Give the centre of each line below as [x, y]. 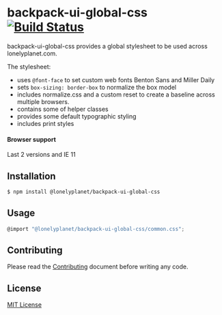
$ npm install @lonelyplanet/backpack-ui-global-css [84, 192]
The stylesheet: [29, 66]
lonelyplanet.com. [32, 53]
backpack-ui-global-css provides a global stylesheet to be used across [108, 46]
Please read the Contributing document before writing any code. [98, 267]
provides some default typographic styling [77, 116]
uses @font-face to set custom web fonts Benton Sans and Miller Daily [116, 79]
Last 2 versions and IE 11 [42, 155]
